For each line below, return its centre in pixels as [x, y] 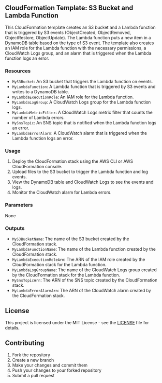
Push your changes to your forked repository [57, 370]
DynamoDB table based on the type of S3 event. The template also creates [80, 43]
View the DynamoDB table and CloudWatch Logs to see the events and [83, 182]
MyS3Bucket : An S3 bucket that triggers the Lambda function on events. [82, 82]
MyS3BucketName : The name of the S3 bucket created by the [71, 239]
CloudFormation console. [37, 167]
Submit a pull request [33, 375]
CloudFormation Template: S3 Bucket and [69, 8]
